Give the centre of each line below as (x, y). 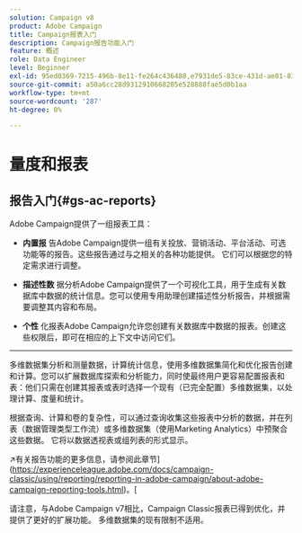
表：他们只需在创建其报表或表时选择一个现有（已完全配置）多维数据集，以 (147, 387)
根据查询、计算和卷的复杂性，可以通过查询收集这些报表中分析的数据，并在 (147, 418)
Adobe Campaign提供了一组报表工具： (81, 224)
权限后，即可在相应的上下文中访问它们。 (105, 337)
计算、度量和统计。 (52, 399)
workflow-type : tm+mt (50, 93)
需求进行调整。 (58, 265)
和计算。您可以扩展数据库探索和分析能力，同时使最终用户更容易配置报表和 (147, 376)
